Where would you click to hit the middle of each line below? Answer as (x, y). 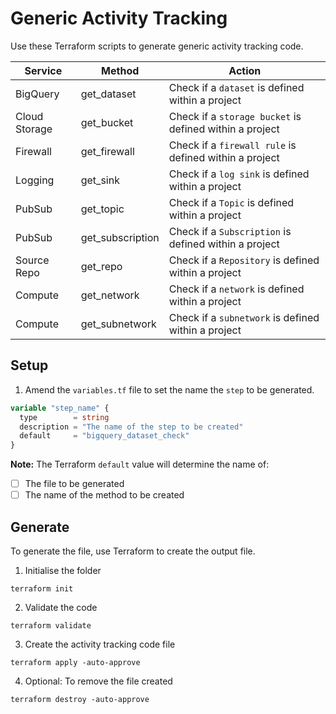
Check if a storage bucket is (235, 116)
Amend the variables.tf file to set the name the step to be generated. (169, 389)
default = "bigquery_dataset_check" (104, 436)
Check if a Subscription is (230, 231)
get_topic (102, 209)
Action (245, 70)
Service (43, 70)
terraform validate (51, 626)
